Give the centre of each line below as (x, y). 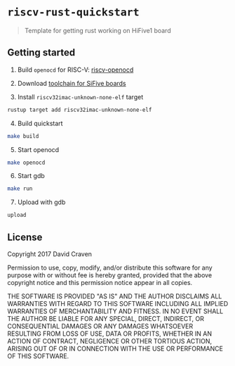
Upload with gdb (41, 202)
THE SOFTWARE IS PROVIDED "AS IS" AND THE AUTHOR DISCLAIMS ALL (115, 296)
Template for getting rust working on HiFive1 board (98, 30)
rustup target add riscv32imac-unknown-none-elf (80, 110)
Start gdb (31, 176)
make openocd (26, 163)
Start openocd (38, 149)
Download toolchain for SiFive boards (72, 83)
